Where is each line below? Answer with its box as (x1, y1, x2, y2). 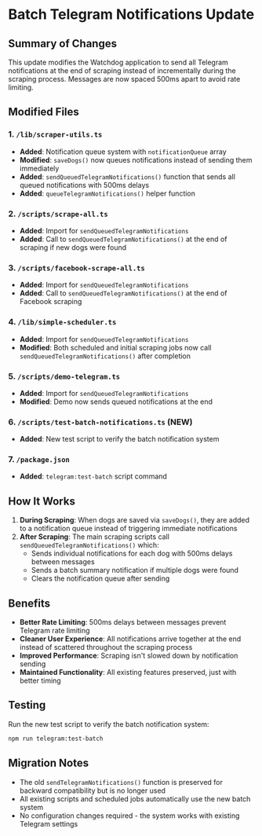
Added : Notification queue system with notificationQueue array (19, 147, 227, 156)
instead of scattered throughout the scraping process (19, 643, 193, 652)
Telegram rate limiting (19, 626, 90, 636)
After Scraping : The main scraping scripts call (19, 532, 170, 541)
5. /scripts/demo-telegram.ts (8, 371, 120, 382)
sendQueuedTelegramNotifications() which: (19, 541, 159, 550)
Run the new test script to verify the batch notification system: (8, 719, 209, 728)
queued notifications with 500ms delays (19, 180, 150, 189)
